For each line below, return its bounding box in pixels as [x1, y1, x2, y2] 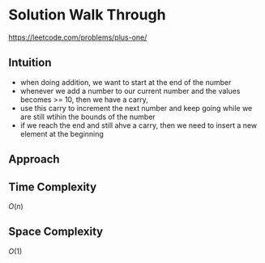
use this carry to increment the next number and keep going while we [19, 103, 253, 112]
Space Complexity [8, 225, 104, 239]
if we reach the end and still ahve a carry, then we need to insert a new [19, 120, 258, 130]
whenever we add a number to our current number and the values [19, 86, 241, 95]
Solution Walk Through [8, 6, 166, 24]
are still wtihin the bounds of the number [19, 112, 156, 121]
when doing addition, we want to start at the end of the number [19, 77, 232, 87]
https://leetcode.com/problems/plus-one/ [8, 32, 147, 42]
